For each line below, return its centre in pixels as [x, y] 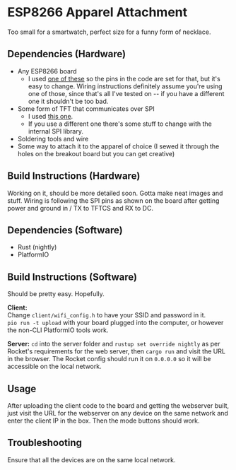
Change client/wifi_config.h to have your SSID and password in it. [107, 315]
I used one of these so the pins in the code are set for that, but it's [124, 78]
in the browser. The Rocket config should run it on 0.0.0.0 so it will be [109, 359]
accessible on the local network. [54, 366]
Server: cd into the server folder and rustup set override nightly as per [114, 344]
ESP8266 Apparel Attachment [98, 12]
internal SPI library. [55, 131]
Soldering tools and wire [53, 139]
